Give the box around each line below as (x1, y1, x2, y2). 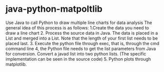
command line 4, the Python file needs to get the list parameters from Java (5, 46, 156, 51)
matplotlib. (5, 61, 27, 67)
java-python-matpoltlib (5, 3, 103, 15)
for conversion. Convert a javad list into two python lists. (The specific (5, 50, 146, 57)
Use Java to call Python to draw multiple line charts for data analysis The (5, 20, 152, 25)
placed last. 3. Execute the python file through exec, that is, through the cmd (5, 40, 160, 46)
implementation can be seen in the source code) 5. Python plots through (5, 56, 151, 62)
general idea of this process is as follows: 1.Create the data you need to (5, 24, 149, 30)
